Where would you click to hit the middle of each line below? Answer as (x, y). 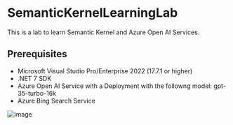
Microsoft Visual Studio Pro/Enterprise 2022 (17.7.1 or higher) (105, 71)
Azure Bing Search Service (56, 101)
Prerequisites (37, 54)
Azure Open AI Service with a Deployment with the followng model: (115, 86)
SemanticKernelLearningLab (93, 13)
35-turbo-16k (37, 93)
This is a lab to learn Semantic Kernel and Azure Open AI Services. (104, 32)
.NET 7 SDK (34, 78)
